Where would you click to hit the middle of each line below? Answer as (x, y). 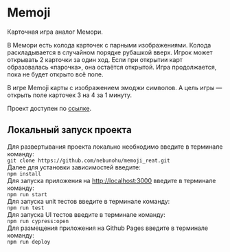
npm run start (27, 194)
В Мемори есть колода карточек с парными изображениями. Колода (109, 45)
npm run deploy (29, 242)
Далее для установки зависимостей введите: (74, 167)
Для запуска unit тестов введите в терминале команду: (89, 201)
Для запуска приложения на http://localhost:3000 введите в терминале (112, 180)
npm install (24, 174)
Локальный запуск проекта (69, 130)
